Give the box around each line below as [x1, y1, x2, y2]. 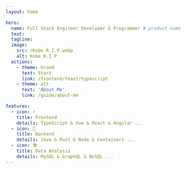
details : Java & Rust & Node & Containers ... [16, 137, 135, 143]
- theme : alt [16, 81, 49, 87]
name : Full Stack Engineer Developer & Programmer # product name [11, 25, 181, 31]
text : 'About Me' [21, 87, 66, 93]
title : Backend [16, 131, 55, 137]
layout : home [5, 8, 38, 15]
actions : [11, 58, 33, 65]
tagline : [11, 37, 33, 43]
